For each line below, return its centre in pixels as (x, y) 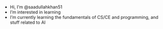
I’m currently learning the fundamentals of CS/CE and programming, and (84, 17)
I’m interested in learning (35, 12)
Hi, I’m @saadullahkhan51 (36, 7)
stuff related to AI (28, 22)
